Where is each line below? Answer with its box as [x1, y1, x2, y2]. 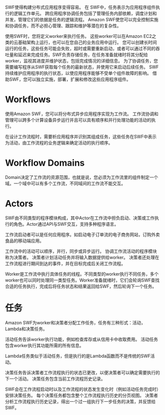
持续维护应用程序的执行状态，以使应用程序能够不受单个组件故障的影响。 [5, 70, 151, 76]
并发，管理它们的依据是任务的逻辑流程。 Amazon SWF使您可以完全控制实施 [5, 17, 159, 22]
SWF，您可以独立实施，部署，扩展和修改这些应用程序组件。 [9, 76, 131, 82]
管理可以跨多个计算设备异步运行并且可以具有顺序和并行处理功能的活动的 [5, 117, 151, 123]
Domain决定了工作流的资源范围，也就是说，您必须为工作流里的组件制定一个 [5, 174, 159, 180]
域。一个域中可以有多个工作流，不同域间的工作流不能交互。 [5, 180, 126, 186]
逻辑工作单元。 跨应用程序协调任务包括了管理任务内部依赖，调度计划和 [13, 10, 157, 16]
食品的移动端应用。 [5, 238, 44, 243]
